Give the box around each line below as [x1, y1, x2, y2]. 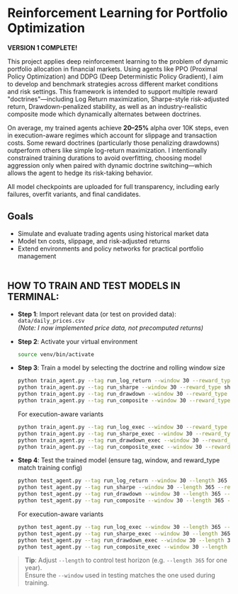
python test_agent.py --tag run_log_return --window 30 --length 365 [17, 477, 228, 484]
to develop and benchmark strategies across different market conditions [7, 79, 218, 88]
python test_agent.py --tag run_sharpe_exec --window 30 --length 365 [17, 530, 231, 537]
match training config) [17, 464, 83, 472]
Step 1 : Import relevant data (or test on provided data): [17, 309, 177, 318]
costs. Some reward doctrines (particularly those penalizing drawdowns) [7, 138, 220, 147]
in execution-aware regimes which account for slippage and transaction [7, 131, 217, 139]
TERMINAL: [7, 291, 59, 303]
